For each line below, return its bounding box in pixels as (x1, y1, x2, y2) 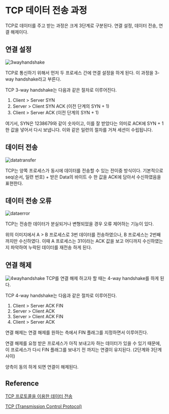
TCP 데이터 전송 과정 (5, 5, 88, 16)
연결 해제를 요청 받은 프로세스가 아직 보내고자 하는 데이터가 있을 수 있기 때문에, (5, 340, 161, 347)
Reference (5, 379, 39, 387)
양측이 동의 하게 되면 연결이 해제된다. (5, 364, 79, 370)
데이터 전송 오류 (5, 196, 52, 205)
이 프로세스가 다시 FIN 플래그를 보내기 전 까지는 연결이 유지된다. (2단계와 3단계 (5, 347, 162, 353)
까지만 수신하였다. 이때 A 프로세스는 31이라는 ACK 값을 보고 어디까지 (5, 238, 142, 244)
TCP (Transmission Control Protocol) (5, 403, 82, 409)
